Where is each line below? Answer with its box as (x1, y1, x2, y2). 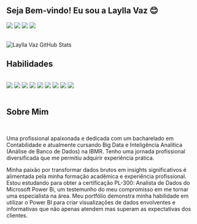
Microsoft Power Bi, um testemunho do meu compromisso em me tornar (6, 186, 189, 193)
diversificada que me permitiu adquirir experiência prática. (6, 154, 155, 162)
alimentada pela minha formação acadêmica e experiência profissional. (6, 172, 187, 180)
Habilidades (6, 59, 53, 69)
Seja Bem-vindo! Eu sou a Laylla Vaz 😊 (6, 6, 158, 16)
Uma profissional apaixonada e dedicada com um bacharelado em (6, 135, 174, 142)
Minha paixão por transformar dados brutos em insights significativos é (6, 166, 187, 174)
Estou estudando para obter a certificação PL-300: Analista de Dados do (6, 179, 190, 187)
